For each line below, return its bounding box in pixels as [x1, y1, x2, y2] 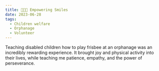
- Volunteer [9, 30, 35, 35]
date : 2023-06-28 [5, 12, 41, 17]
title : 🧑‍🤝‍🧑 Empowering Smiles [5, 7, 68, 12]
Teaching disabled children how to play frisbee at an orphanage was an [5, 44, 152, 50]
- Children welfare [9, 21, 50, 26]
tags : [5, 16, 16, 21]
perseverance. [5, 60, 35, 66]
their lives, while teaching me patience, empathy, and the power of [5, 55, 142, 60]
